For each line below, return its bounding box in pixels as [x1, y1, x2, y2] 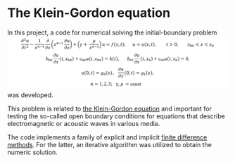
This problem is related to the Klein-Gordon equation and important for [7, 104, 212, 113]
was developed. [7, 91, 53, 99]
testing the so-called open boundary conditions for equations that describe [7, 112, 225, 120]
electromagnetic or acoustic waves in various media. [7, 120, 160, 128]
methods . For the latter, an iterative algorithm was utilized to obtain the [7, 141, 212, 149]
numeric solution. [7, 148, 58, 156]
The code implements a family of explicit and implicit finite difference [7, 133, 208, 142]
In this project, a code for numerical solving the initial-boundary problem [7, 28, 217, 37]
